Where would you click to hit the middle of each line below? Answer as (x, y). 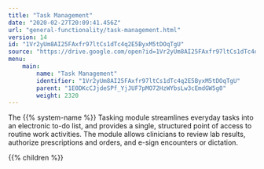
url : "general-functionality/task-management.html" (94, 30)
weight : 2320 (58, 95)
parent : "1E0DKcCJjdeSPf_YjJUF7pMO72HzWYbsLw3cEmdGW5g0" (131, 88)
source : (21, 52)
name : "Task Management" (77, 74)
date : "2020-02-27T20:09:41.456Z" (65, 23)
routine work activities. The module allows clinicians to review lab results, (127, 135)
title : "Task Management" (50, 15)
